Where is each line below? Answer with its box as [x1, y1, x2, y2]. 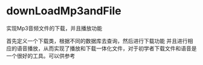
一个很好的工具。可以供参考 [6, 52, 76, 59]
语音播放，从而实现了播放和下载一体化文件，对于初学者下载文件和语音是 [16, 45, 197, 52]
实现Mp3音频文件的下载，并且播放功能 [6, 24, 103, 32]
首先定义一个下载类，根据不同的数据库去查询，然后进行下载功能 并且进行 [6, 37, 188, 44]
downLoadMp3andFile [6, 4, 122, 18]
